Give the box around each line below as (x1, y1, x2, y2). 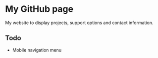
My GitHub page (5, 3, 73, 15)
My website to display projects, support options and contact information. (5, 20, 154, 26)
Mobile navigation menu (12, 47, 62, 53)
